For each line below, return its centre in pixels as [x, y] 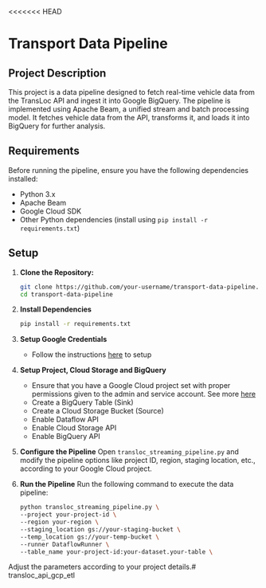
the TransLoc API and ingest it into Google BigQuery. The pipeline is [119, 100]
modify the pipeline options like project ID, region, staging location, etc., [138, 461]
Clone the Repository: [57, 272]
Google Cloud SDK [51, 211]
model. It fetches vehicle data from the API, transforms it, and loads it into [129, 118]
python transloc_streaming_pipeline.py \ [90, 508]
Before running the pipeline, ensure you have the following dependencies [129, 170]
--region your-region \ [59, 522]
